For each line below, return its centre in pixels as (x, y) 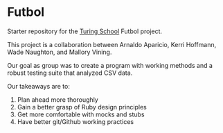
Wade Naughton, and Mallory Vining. (60, 52)
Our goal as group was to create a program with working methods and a (110, 65)
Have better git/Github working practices (75, 121)
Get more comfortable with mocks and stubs (81, 114)
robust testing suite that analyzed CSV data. (70, 73)
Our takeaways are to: (39, 86)
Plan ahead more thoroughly (57, 99)
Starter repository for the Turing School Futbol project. (85, 31)
